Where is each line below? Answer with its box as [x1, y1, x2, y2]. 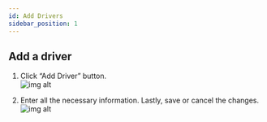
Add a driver [8, 50, 72, 63]
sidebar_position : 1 [8, 20, 79, 28]
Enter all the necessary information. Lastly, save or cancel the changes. [19, 95, 260, 106]
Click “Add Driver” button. [19, 71, 107, 81]
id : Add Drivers [8, 11, 63, 20]
